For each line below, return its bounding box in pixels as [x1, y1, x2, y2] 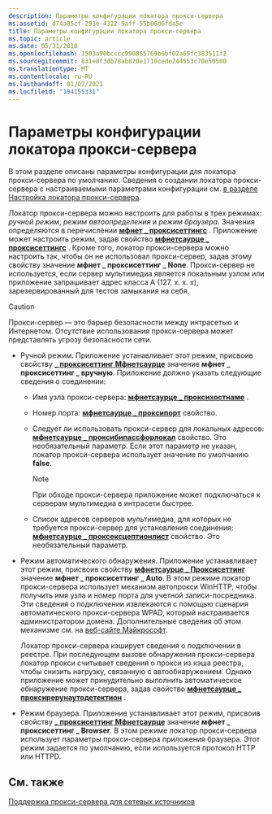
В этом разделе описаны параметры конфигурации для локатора [8, 167, 237, 176]
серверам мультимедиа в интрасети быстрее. [32, 498, 194, 508]
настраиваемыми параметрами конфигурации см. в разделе [45, 184, 258, 194]
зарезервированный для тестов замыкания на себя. [8, 286, 190, 296]
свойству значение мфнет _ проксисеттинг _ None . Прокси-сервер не [8, 260, 256, 270]
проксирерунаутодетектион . [19, 693, 127, 703]
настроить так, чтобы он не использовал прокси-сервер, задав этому [8, 251, 253, 261]
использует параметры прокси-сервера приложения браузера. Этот [19, 734, 261, 744]
